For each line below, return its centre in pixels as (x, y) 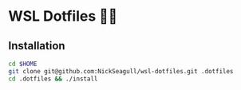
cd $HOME (23, 64)
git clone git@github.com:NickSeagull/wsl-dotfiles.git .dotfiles (121, 71)
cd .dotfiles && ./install (53, 79)
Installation (37, 46)
